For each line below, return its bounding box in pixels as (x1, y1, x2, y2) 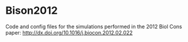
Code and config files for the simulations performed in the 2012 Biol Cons (5, 23, 182, 30)
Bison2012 (5, 4, 58, 17)
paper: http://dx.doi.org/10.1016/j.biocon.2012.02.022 (5, 29, 133, 36)
